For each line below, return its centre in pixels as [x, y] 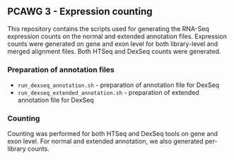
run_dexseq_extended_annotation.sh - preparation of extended [108, 93]
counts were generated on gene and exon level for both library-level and [113, 44]
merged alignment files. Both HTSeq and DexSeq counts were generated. [114, 51]
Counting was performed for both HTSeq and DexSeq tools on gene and [112, 134]
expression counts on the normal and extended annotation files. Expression [117, 36]
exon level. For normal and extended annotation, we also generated [105, 142]
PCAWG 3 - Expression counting [80, 12]
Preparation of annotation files [61, 69]
